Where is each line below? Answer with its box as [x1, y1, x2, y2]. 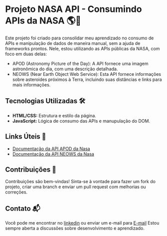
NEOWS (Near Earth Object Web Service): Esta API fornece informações [12, 71, 161, 77]
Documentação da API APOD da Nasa [12, 146, 91, 152]
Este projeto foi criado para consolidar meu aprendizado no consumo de [5, 35, 154, 41]
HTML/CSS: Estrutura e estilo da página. [12, 112, 96, 118]
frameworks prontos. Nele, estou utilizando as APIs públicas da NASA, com [5, 45, 160, 51]
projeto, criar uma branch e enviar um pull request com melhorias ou [5, 184, 146, 190]
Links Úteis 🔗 [5, 132, 46, 141]
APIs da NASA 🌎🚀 [5, 15, 81, 26]
